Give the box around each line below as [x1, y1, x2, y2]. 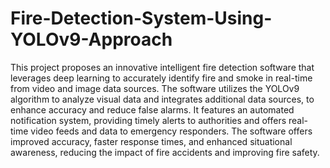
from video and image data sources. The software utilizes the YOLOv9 [10, 82, 300, 94]
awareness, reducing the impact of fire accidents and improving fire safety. [10, 146, 320, 158]
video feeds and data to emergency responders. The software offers [30, 125, 313, 137]
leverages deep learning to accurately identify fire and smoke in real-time [10, 72, 313, 84]
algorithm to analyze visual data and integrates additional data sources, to [10, 93, 315, 105]
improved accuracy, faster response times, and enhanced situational [10, 135, 293, 147]
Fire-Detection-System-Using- [10, 7, 273, 30]
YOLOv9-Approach [10, 28, 173, 51]
